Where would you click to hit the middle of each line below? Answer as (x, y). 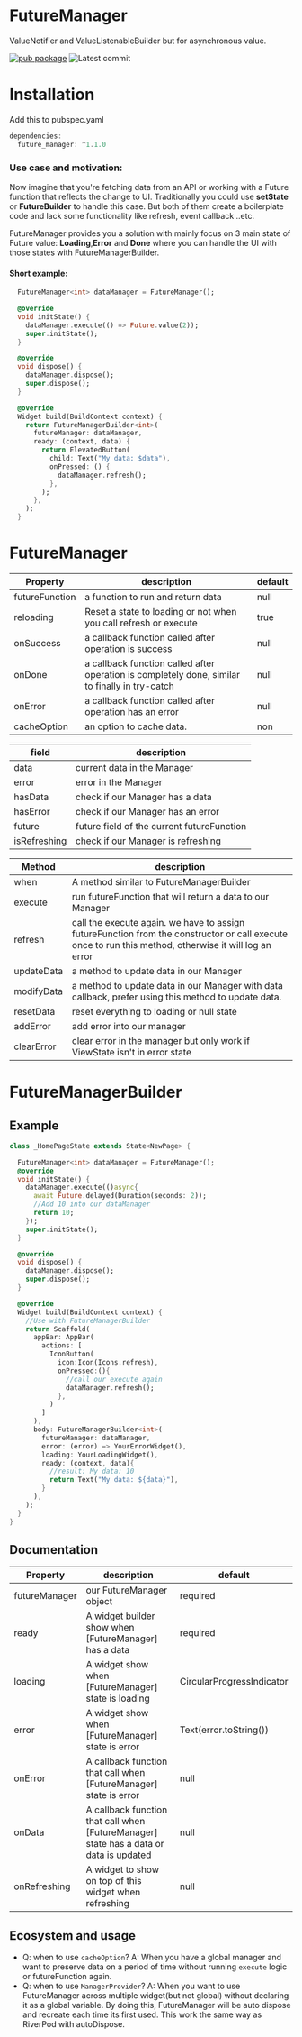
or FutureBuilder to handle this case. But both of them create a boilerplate (147, 206)
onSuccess (37, 643)
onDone (31, 674)
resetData (35, 1011)
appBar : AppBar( (63, 1338)
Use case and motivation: (66, 168)
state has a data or (125, 1844)
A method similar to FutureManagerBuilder (161, 881)
